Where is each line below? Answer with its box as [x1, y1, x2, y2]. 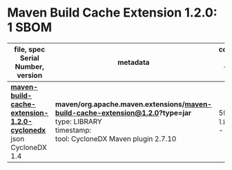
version [17, 70, 43, 80]
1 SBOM [7, 19, 52, 35]
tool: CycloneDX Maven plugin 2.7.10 [55, 133, 177, 143]
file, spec [14, 44, 46, 54]
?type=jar [158, 108, 192, 117]
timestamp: [55, 125, 92, 135]
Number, [14, 62, 45, 71]
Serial [19, 53, 39, 63]
